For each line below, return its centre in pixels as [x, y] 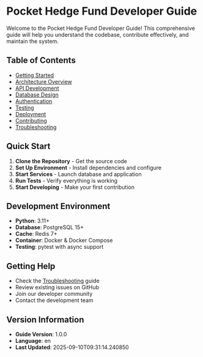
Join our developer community [54, 294]
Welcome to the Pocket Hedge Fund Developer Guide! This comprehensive [101, 28]
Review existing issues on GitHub [57, 287]
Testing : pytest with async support [59, 247]
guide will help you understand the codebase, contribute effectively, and [98, 34]
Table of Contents [41, 60]
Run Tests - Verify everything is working [66, 180]
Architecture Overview [43, 81]
